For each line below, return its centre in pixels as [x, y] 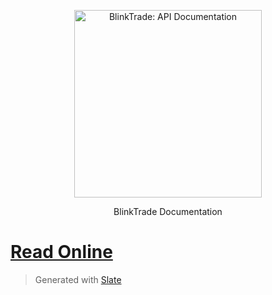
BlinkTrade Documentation [168, 211]
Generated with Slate [78, 279]
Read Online [61, 252]
